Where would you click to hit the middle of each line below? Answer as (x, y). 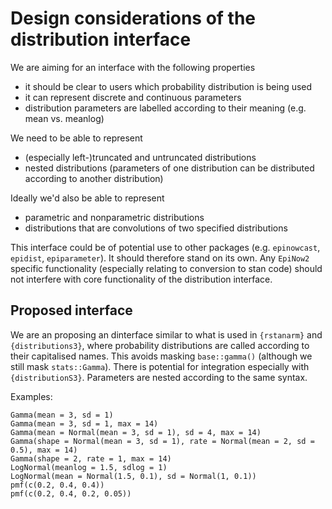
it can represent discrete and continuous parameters (133, 97)
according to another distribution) (94, 178)
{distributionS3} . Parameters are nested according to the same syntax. (159, 377)
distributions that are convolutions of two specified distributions (156, 228)
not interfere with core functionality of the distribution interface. (141, 279)
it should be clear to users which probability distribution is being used (168, 86)
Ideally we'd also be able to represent (87, 198)
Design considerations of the (133, 18)
